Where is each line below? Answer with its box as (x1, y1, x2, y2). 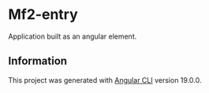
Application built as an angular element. (8, 32, 137, 41)
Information (8, 54, 68, 68)
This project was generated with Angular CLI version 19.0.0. (8, 75, 202, 84)
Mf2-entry (8, 6, 79, 24)
